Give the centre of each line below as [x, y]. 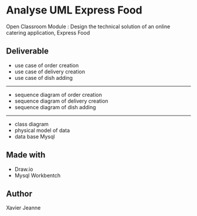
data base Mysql [35, 136]
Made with [26, 155]
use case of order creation [47, 65]
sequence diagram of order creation [58, 95]
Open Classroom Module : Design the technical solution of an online [88, 26]
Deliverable [27, 51]
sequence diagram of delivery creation [61, 101]
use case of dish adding [44, 77]
